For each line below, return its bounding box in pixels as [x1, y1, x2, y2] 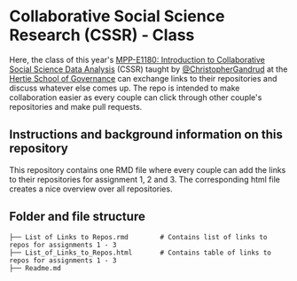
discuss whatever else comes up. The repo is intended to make [9, 82, 240, 93]
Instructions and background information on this [9, 127, 284, 143]
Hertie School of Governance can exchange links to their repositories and [9, 73, 277, 83]
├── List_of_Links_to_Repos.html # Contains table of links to [9, 248, 272, 257]
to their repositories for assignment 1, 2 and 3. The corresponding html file [9, 174, 281, 184]
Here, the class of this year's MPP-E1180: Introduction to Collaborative [9, 54, 266, 65]
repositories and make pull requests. [9, 101, 143, 112]
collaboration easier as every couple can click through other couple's [9, 91, 262, 103]
